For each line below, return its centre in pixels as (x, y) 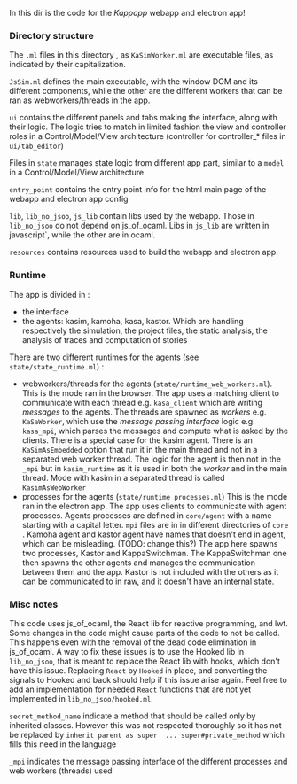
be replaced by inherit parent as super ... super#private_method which (147, 734)
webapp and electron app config (69, 199)
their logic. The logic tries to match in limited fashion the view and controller (148, 127)
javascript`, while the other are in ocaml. (82, 235)
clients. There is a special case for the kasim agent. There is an (137, 440)
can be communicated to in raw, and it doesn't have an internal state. (148, 581)
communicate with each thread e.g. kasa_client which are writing (142, 402)
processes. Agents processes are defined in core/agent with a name (147, 515)
